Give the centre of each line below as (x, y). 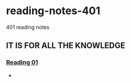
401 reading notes (28, 27)
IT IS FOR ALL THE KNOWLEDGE (66, 46)
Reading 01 (22, 62)
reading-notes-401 (53, 11)
